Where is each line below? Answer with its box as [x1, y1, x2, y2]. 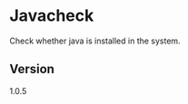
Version [9, 61, 54, 77]
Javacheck [9, 5, 94, 26]
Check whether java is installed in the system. [9, 35, 181, 46]
